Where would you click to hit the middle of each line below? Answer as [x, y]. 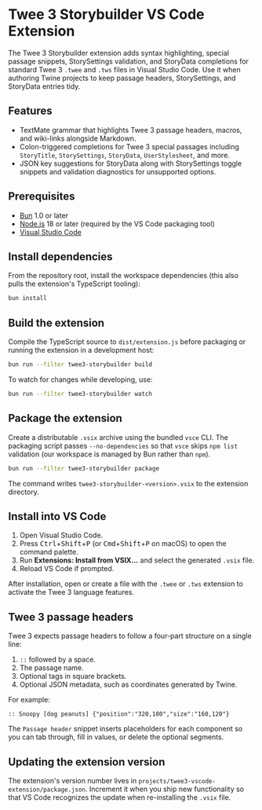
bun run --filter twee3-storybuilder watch [80, 394]
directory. [24, 492]
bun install [27, 299]
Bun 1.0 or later [44, 215]
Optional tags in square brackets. [73, 676]
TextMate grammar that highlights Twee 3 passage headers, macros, [131, 130]
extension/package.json [47, 790]
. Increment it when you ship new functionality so [165, 789]
